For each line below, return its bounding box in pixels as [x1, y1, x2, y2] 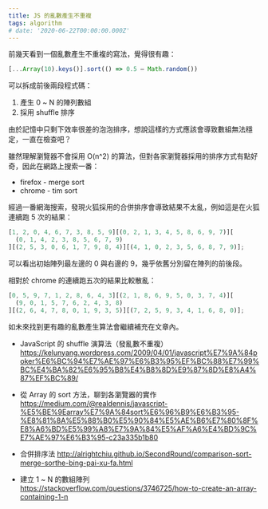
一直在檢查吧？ [22, 135, 72, 144]
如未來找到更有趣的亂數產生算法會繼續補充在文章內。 [8, 322, 183, 331]
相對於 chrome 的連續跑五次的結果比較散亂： [8, 275, 157, 285]
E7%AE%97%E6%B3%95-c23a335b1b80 [19, 432, 159, 442]
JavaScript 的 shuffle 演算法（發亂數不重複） [19, 338, 168, 348]
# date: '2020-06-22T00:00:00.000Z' [8, 26, 130, 34]
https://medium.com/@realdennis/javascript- [19, 398, 168, 408]
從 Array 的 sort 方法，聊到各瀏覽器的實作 [19, 389, 157, 399]
